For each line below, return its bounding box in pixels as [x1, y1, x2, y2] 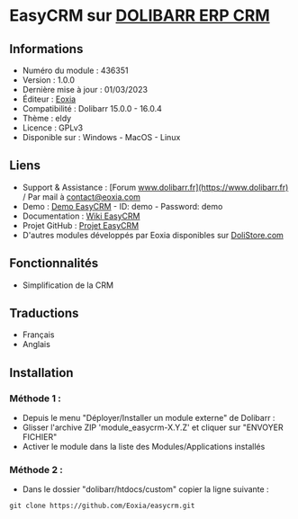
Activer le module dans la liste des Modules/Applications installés [22, 442, 266, 452]
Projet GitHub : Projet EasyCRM [22, 219, 140, 230]
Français [22, 329, 55, 340]
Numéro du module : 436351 [22, 65, 129, 76]
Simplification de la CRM [22, 280, 114, 291]
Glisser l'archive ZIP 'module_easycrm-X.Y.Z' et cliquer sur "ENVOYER [22, 422, 284, 433]
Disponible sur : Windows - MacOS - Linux [22, 132, 181, 142]
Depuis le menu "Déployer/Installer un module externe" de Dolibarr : [22, 413, 275, 424]
